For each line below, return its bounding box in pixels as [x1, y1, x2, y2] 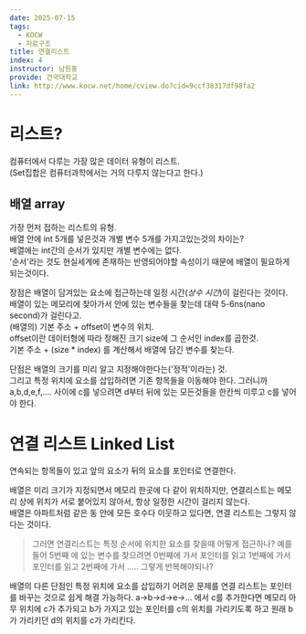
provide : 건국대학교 [9, 73, 79, 82]
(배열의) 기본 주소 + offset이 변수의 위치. [9, 322, 154, 333]
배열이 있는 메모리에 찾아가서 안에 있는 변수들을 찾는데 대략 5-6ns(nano [9, 299, 266, 310]
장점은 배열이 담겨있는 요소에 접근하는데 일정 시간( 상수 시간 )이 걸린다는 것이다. [9, 287, 289, 298]
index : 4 [9, 56, 43, 65]
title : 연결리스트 [9, 48, 70, 57]
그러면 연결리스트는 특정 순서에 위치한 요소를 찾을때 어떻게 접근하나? [31, 538, 276, 549]
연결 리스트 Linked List [9, 433, 175, 454]
